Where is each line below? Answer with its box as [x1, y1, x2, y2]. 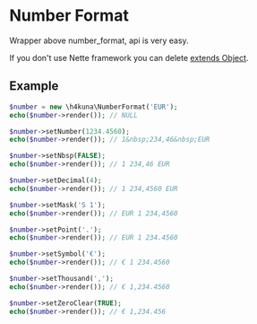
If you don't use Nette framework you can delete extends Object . [9, 52, 249, 63]
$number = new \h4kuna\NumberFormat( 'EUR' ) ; [9, 102, 178, 111]
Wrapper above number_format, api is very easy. [9, 35, 190, 46]
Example [9, 78, 59, 94]
